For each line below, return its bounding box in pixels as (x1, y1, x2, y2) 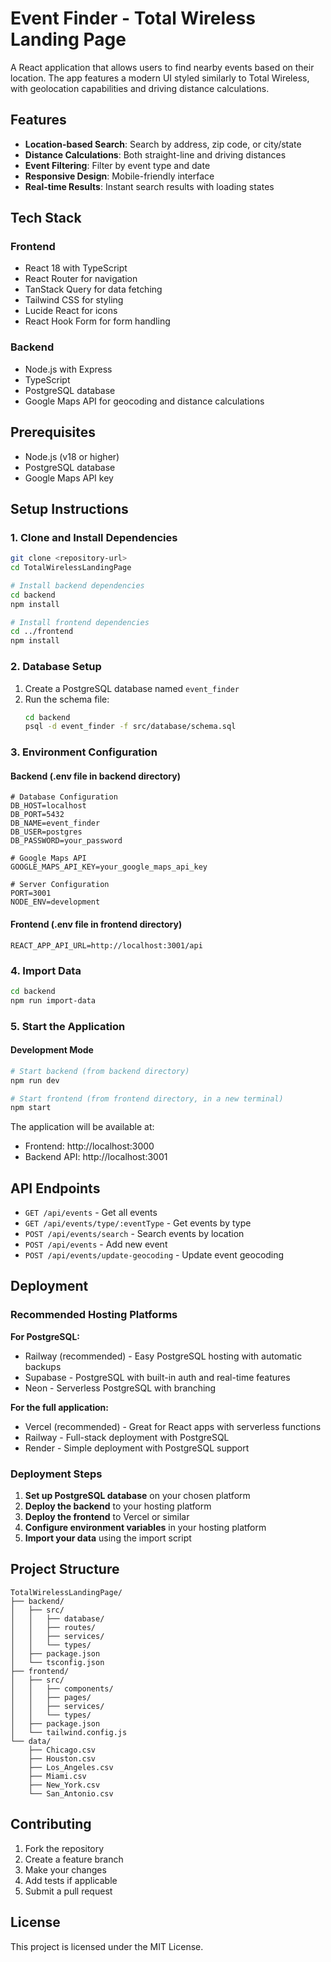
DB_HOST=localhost (10, 801, 87, 811)
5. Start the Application (10, 1019, 126, 1033)
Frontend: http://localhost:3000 (24, 1140, 155, 1152)
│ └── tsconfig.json (10, 1657, 105, 1667)
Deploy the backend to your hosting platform (24, 1500, 212, 1512)
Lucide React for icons (24, 305, 118, 317)
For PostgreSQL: (10, 1330, 80, 1342)
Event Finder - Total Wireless (10, 7, 257, 30)
